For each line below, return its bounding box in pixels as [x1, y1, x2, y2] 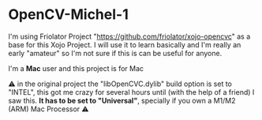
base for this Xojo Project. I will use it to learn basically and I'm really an [8, 39, 241, 49]
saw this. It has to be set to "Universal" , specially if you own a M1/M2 [8, 96, 236, 105]
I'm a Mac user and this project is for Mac [8, 63, 144, 73]
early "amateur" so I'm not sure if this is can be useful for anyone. [8, 48, 223, 58]
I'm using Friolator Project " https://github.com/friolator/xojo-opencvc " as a [8, 32, 251, 41]
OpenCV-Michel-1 [8, 6, 129, 24]
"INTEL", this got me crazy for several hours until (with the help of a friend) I [8, 87, 255, 96]
